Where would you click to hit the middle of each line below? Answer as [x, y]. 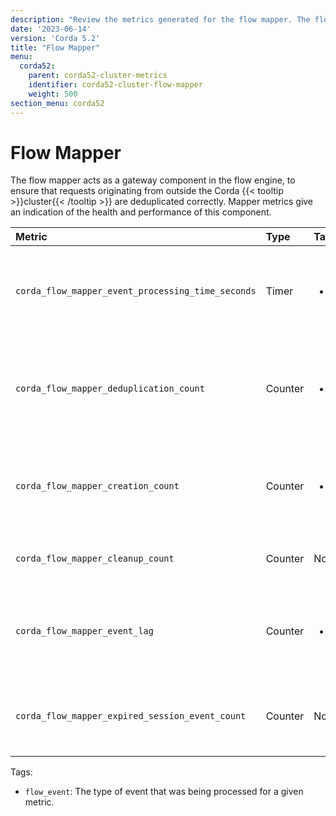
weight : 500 [53, 94]
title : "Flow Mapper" [55, 47]
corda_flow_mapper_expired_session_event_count [131, 716]
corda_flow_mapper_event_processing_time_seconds [136, 291]
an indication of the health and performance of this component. [141, 212]
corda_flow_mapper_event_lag [84, 631]
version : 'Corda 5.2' [55, 38]
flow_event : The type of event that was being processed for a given [164, 792]
